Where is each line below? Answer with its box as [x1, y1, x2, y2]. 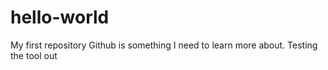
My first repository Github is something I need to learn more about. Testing [10, 39, 318, 51]
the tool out [10, 49, 58, 61]
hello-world [10, 6, 110, 29]
